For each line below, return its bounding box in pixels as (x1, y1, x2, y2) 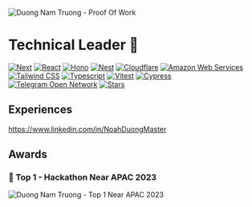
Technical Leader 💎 (8, 36, 139, 54)
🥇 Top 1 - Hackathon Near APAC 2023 (8, 172, 157, 183)
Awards (8, 147, 48, 161)
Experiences (8, 103, 73, 117)
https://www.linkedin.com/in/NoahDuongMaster (8, 124, 167, 134)
